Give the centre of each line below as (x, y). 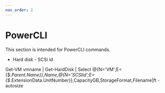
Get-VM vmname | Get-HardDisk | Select (48, 69)
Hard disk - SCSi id (33, 59)
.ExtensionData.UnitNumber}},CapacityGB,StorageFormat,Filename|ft (83, 80)
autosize (14, 85)
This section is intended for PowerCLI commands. (58, 50)
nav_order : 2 (19, 10)
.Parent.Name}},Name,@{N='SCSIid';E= (52, 75)
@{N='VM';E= (107, 69)
